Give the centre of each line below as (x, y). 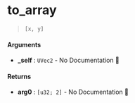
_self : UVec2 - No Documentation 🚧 (68, 60)
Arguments (24, 44)
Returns (19, 76)
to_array (32, 10)
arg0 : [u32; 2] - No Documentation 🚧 (73, 92)
